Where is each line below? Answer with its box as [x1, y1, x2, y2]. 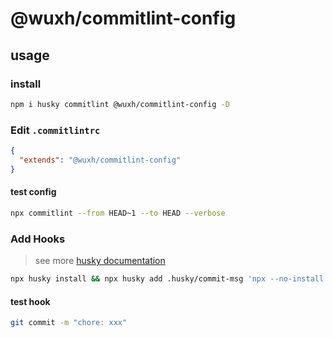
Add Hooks [10, 232, 66, 246]
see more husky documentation [34, 255, 166, 267]
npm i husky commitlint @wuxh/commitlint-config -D [10, 99, 230, 109]
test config [10, 186, 57, 198]
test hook [10, 295, 51, 307]
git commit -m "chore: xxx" [10, 318, 128, 328]
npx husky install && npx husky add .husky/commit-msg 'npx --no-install [10, 274, 325, 284]
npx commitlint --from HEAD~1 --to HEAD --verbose [10, 208, 226, 218]
